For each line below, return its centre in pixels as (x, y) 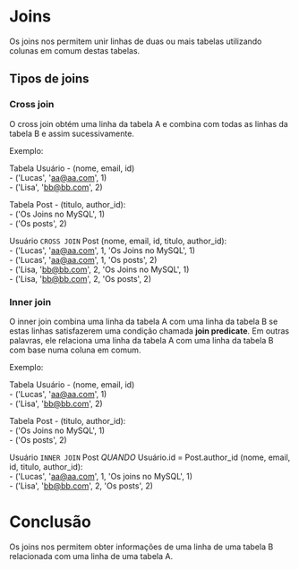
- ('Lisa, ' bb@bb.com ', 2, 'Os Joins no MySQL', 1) (99, 269)
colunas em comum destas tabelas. (75, 50)
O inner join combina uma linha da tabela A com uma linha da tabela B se (144, 321)
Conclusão (50, 522)
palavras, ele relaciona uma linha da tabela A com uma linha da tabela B (141, 340)
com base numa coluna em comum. (75, 350)
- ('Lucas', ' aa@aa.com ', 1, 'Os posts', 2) (83, 259)
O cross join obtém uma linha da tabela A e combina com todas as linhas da (149, 123)
